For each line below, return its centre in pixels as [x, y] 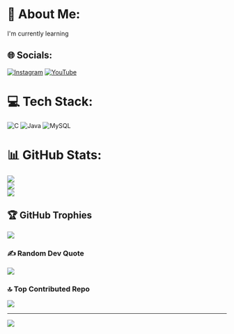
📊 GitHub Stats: [55, 155]
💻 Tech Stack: [50, 101]
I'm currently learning [38, 33]
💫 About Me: [44, 14]
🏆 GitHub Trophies [50, 215]
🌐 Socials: [30, 55]
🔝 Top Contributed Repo [49, 289]
